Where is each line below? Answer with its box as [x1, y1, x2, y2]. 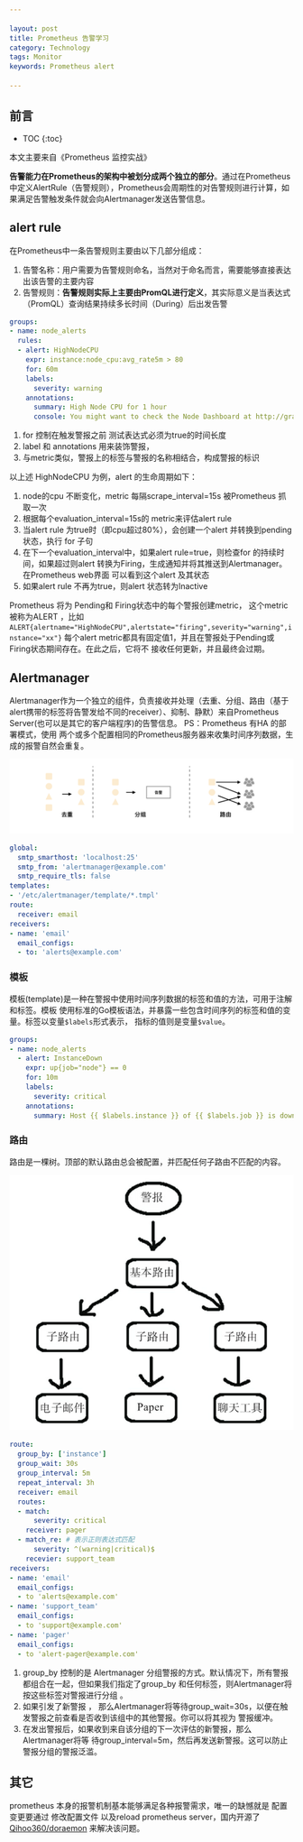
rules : [17, 336, 42, 345]
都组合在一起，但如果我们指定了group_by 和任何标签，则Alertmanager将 [22, 1678, 293, 1689]
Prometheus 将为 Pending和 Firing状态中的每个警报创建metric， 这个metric [9, 600, 289, 611]
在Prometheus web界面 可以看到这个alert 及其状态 [22, 569, 210, 581]
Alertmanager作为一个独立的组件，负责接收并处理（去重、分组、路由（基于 [9, 695, 289, 705]
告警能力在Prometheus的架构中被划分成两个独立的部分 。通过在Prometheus [9, 170, 291, 181]
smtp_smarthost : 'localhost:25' [17, 852, 140, 861]
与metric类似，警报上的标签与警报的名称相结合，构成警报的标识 [22, 452, 260, 464]
